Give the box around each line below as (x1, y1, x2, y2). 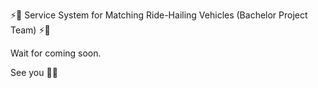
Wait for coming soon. (10, 47, 102, 59)
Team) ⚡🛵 (10, 24, 51, 36)
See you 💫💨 (10, 67, 58, 78)
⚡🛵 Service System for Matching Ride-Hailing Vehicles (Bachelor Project (10, 9, 308, 21)
